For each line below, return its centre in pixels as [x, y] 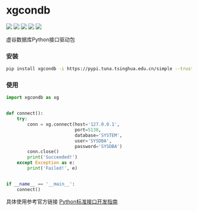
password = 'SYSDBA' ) [98, 146]
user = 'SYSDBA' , [93, 141]
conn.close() [43, 152]
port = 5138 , [88, 130]
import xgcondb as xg [33, 98]
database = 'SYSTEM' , [98, 135]
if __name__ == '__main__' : [41, 184]
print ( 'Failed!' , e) [52, 169]
